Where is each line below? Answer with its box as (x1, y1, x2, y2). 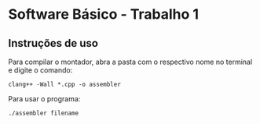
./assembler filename (8, 109, 79, 117)
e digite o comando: (8, 66, 73, 75)
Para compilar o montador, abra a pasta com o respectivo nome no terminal (8, 57, 253, 66)
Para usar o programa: (8, 94, 81, 103)
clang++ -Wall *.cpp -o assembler (8, 80, 122, 88)
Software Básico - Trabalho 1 (8, 5, 199, 23)
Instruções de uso (8, 37, 98, 50)
